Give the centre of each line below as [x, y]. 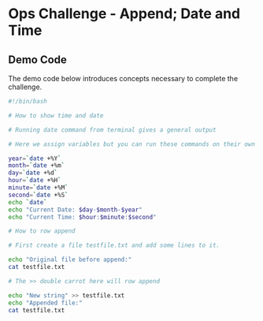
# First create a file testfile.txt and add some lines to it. [114, 245]
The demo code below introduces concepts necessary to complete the [123, 78]
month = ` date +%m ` [37, 166]
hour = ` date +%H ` [35, 181]
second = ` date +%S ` [38, 195]
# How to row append [42, 231]
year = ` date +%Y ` [35, 159]
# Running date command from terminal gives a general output [112, 130]
